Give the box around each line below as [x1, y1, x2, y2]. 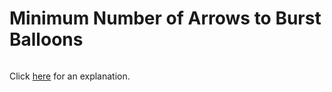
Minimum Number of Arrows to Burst [9, 7, 322, 30]
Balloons [9, 28, 84, 51]
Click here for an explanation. [9, 70, 131, 82]
